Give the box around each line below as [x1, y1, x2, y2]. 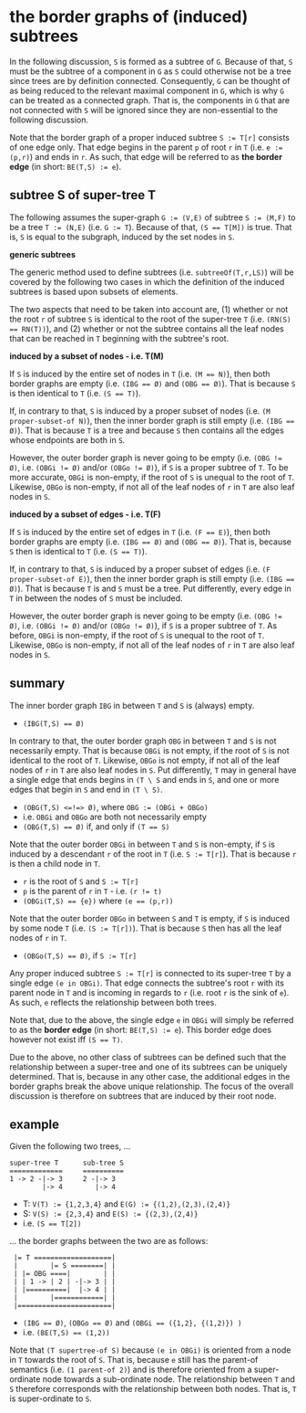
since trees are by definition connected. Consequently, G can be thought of [9, 75, 291, 86]
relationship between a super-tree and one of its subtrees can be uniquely [9, 1061, 288, 1072]
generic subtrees [9, 248, 76, 259]
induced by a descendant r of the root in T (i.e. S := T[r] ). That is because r [9, 848, 297, 859]
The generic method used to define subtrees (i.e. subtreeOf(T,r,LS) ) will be [9, 267, 294, 278]
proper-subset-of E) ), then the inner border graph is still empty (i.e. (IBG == [9, 573, 295, 584]
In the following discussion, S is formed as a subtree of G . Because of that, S [9, 56, 293, 67]
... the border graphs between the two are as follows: [9, 1236, 209, 1247]
